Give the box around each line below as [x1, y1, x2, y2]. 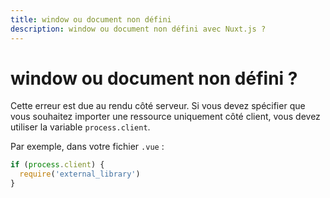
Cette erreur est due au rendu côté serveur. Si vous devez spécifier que [10, 100, 306, 112]
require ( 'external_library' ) [19, 169, 141, 180]
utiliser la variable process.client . [10, 121, 151, 133]
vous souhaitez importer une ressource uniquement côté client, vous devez [10, 111, 321, 123]
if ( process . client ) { [10, 160, 105, 170]
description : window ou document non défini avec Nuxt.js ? [10, 24, 267, 34]
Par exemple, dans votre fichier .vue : [10, 141, 165, 153]
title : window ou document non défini [10, 14, 172, 25]
